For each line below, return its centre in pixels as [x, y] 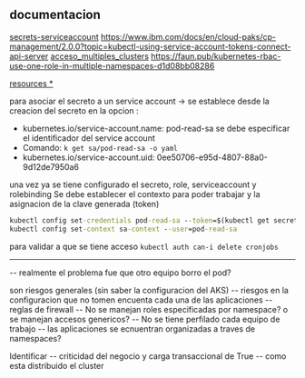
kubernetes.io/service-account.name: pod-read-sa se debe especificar [156, 128]
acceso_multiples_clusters [100, 56]
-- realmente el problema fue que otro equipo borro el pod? [120, 273]
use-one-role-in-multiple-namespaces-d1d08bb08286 [112, 65]
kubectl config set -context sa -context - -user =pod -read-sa [123, 229]
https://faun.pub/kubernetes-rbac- [216, 56]
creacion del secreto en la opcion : [74, 110]
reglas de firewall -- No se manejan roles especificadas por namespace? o [149, 309]
